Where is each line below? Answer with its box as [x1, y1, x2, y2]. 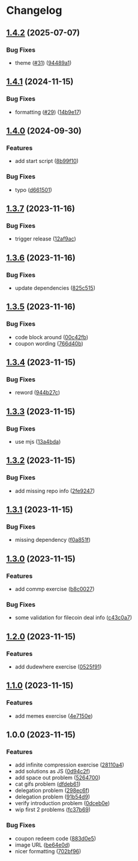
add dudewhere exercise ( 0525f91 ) [14, 663, 102, 670]
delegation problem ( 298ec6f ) [14, 787, 90, 794]
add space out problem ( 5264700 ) [14, 774, 101, 782]
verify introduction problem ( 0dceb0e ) [14, 800, 110, 807]
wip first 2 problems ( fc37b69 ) [14, 806, 91, 814]
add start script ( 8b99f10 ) [14, 158, 79, 165]
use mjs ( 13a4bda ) [14, 438, 61, 445]
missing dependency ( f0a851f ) [14, 536, 91, 544]
